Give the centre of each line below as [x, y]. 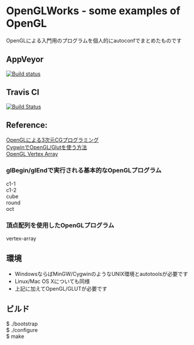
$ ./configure [22, 330]
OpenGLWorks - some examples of [93, 11]
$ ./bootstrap [22, 324]
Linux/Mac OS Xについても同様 [52, 281]
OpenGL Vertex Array [32, 154]
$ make [15, 336]
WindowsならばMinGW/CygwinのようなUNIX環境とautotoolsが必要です [101, 274]
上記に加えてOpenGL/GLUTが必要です [61, 288]
